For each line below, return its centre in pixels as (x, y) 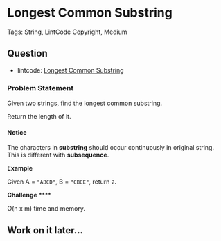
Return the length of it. (39, 117)
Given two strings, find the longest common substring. (85, 103)
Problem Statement (41, 88)
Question (27, 54)
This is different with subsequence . (58, 155)
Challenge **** (29, 195)
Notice (17, 132)
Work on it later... (45, 230)
